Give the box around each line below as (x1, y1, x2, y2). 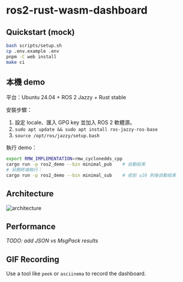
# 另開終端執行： (6, 167, 43, 173)
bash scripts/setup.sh (6, 43, 62, 48)
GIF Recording (6, 254, 60, 264)
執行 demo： (6, 144, 37, 151)
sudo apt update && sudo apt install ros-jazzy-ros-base (14, 127, 158, 133)
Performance (6, 222, 56, 232)
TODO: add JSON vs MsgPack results (6, 237, 99, 244)
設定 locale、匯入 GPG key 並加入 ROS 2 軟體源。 (14, 119, 135, 126)
